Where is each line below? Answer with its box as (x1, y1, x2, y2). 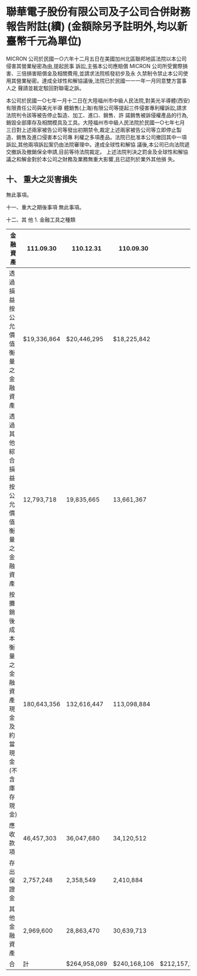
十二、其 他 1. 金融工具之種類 (6, 216, 76, 223)
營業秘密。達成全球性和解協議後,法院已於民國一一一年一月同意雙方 (16, 77, 177, 84)
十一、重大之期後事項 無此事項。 (6, 204, 85, 211)
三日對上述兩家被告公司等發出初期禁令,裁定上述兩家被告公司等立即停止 (6, 126, 177, 133)
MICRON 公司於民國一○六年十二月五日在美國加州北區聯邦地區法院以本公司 (6, 55, 187, 62)
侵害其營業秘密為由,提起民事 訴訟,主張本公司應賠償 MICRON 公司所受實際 (6, 62, 183, 69)
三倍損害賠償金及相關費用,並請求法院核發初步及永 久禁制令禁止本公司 (16, 70, 183, 77)
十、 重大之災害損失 (6, 174, 77, 185)
